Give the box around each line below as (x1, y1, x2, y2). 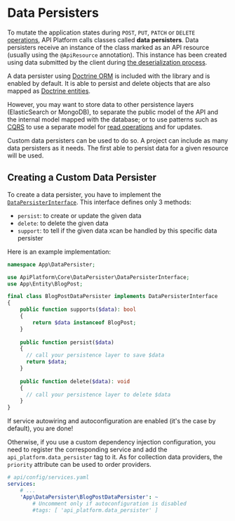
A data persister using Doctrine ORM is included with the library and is (7, 72, 210, 80)
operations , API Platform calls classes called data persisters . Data (7, 35, 199, 44)
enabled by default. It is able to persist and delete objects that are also (7, 79, 210, 87)
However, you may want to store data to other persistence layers (7, 100, 194, 108)
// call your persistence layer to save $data (25, 352, 165, 359)
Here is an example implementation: (7, 247, 111, 256)
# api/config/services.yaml (7, 474, 90, 481)
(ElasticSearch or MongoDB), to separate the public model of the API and (7, 108, 219, 116)
